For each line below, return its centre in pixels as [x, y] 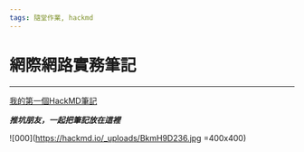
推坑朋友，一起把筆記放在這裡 [65, 119]
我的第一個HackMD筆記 [53, 100]
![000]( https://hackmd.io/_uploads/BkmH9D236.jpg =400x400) [128, 138]
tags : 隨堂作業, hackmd [51, 18]
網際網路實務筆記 [73, 65]
